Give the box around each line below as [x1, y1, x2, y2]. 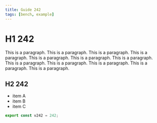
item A [12, 93, 26, 99]
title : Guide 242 [5, 7, 41, 12]
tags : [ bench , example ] [5, 12, 54, 17]
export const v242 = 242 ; [5, 113, 58, 118]
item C [12, 104, 26, 110]
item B [12, 98, 26, 104]
